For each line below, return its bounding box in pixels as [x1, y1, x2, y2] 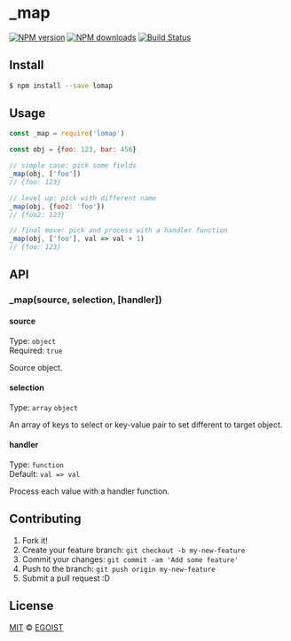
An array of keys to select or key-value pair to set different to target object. [9, 419, 283, 430]
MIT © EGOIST [9, 621, 64, 632]
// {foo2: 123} [9, 210, 66, 219]
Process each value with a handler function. [9, 486, 170, 496]
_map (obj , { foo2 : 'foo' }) [9, 202, 105, 211]
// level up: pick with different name [9, 193, 157, 202]
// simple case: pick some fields [9, 161, 138, 170]
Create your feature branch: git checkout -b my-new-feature [21, 544, 246, 555]
